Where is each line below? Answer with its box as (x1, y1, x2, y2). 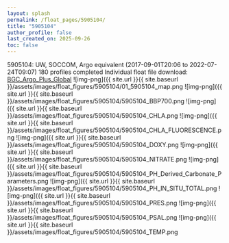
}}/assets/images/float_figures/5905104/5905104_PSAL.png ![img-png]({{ (7, 214, 217, 221)
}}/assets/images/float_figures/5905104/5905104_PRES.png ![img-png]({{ (7, 199, 217, 207)
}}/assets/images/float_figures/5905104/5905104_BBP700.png (7, 97, 185, 105)
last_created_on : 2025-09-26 (7, 36, 91, 42)
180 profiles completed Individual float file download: (38, 68, 189, 76)
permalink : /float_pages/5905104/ (7, 16, 106, 23)
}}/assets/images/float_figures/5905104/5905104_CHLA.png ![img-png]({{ (7, 112, 217, 120)
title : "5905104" (7, 23, 57, 29)
